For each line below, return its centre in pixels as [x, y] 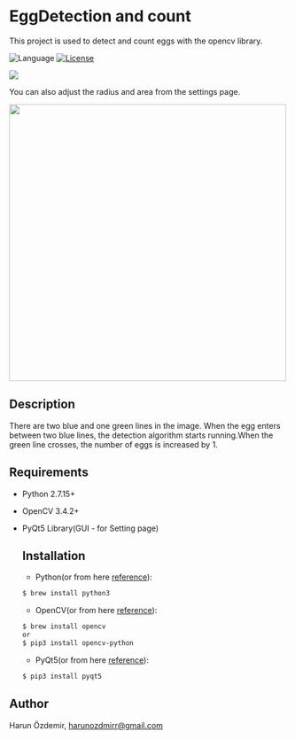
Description [42, 405]
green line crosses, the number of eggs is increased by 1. [114, 444]
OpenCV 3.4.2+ [50, 510]
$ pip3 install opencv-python [78, 643]
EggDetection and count [101, 16]
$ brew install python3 [66, 594]
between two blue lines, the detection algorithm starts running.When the [141, 435]
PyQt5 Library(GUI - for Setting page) [90, 528]
